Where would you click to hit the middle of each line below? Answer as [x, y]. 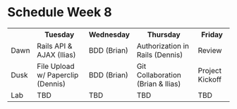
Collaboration [159, 75]
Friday [212, 34]
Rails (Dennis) [160, 55]
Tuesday [60, 34]
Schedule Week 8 [60, 12]
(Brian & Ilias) [159, 84]
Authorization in [163, 46]
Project [210, 70]
